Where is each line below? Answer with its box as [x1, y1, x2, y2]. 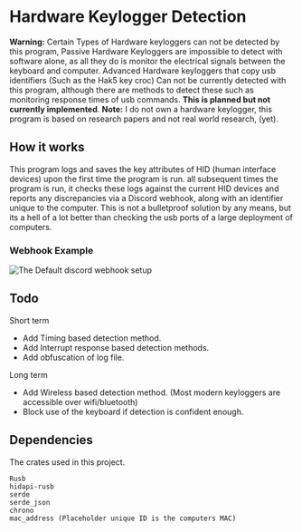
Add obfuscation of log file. [22, 352, 125, 363]
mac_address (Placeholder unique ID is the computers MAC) [9, 514, 237, 523]
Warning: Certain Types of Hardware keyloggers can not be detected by [9, 36, 280, 47]
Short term [9, 314, 50, 325]
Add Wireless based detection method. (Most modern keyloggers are [22, 387, 281, 398]
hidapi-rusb [9, 482, 54, 491]
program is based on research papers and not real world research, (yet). [9, 113, 278, 124]
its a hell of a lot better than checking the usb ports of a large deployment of [9, 211, 294, 223]
